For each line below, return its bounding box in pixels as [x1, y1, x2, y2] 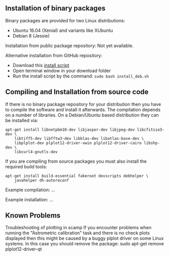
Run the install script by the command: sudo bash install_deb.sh [12, 73, 149, 79]
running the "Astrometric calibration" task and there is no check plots [5, 230, 150, 236]
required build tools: [5, 163, 47, 169]
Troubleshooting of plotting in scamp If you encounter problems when [5, 225, 152, 231]
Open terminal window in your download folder [12, 67, 111, 74]
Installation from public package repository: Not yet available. [5, 43, 133, 49]
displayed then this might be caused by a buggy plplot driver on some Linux [5, 235, 164, 241]
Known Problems [5, 211, 61, 220]
